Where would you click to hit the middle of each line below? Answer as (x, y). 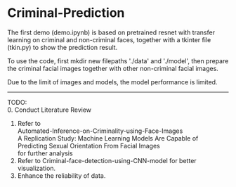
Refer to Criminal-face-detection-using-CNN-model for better (107, 160)
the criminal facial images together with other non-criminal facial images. (113, 68)
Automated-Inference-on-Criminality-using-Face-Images (100, 131)
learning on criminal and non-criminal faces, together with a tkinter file (109, 39)
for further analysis (45, 153)
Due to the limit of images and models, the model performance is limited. (112, 82)
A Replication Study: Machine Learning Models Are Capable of (108, 138)
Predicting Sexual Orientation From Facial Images (88, 146)
